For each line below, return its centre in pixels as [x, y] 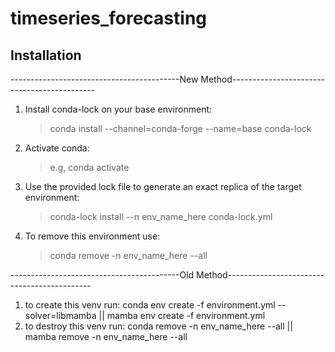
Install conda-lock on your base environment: [118, 109]
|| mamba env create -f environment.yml [182, 315]
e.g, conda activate [89, 167]
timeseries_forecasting [109, 18]
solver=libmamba [60, 315]
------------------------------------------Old [102, 275]
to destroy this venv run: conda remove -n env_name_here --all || [158, 326]
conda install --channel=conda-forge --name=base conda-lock [180, 128]
